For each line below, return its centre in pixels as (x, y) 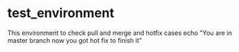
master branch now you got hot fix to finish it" (75, 40)
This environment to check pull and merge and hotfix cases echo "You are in (120, 33)
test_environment (61, 13)
